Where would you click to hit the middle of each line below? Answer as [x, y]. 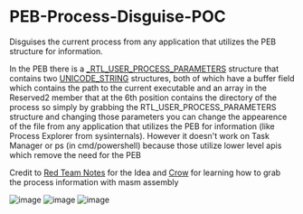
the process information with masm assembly [94, 181]
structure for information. [56, 51]
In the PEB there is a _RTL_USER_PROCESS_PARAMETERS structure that [144, 69]
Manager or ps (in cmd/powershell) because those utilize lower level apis [146, 145]
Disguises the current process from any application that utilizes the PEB [143, 42]
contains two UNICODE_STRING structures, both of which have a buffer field [152, 78]
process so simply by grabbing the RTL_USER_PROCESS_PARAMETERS [143, 107]
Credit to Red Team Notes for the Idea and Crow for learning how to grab [145, 172]
